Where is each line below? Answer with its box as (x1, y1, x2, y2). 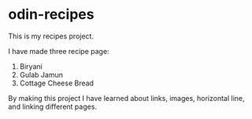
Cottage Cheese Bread (19, 78, 94, 88)
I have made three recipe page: (8, 46, 109, 56)
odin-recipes (8, 5, 94, 23)
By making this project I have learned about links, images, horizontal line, (8, 93, 246, 103)
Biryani (19, 61, 43, 71)
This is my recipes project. (8, 31, 94, 41)
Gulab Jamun (19, 70, 63, 79)
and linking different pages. (8, 102, 97, 111)
